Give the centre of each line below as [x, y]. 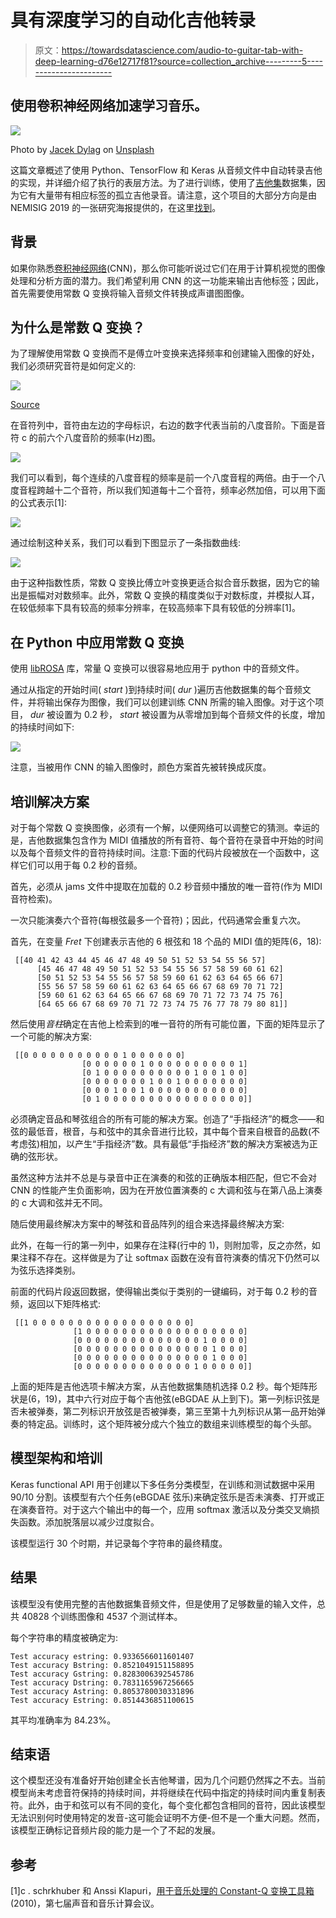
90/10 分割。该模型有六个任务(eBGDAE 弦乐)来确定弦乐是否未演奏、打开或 [163, 1497]
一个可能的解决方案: [51, 1036]
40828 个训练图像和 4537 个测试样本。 [102, 1616]
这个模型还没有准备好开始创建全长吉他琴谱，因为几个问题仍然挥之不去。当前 [168, 1780]
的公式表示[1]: [38, 503]
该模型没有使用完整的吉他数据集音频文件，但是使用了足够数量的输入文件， [163, 1603]
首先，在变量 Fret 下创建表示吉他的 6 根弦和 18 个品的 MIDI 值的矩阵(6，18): [166, 941]
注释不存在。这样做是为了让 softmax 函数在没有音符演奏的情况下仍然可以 [169, 1257]
